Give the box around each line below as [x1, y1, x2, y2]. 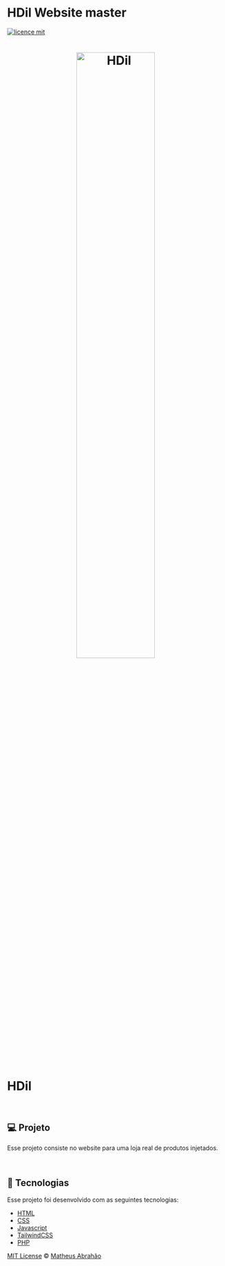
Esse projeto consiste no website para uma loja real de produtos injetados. [7, 1144, 219, 1152]
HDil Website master [7, 5, 127, 21]
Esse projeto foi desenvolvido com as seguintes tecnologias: [7, 1196, 179, 1204]
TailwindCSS [17, 1231, 54, 1239]
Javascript [17, 1223, 47, 1231]
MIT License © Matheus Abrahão [7, 1252, 102, 1260]
